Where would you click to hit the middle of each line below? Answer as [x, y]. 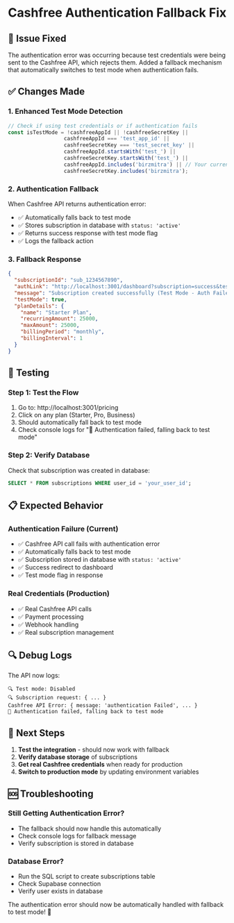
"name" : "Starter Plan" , [56, 313]
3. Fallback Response [45, 259]
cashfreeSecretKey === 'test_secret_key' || [129, 145]
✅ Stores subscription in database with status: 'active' [99, 225]
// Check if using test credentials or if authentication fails [103, 126]
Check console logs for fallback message [77, 835]
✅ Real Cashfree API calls [55, 608]
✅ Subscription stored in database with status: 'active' [100, 560]
